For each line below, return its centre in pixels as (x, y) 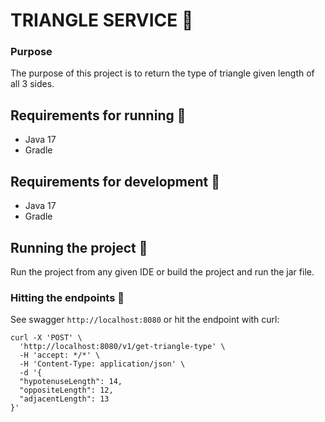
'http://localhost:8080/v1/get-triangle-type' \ (122, 347)
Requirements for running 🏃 (98, 115)
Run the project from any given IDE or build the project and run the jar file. (162, 271)
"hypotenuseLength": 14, (71, 382)
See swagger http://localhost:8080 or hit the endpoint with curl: (145, 320)
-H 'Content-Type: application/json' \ (102, 364)
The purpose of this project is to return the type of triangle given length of (162, 73)
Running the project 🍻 (79, 247)
